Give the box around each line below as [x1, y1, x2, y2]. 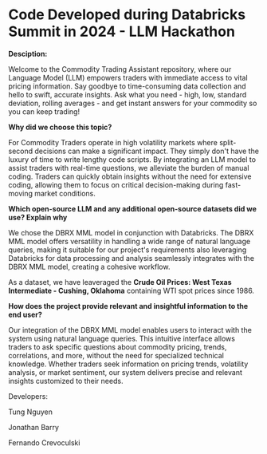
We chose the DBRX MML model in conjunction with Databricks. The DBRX [8, 227, 254, 237]
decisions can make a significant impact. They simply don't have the [34, 146, 259, 156]
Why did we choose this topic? [8, 122, 112, 132]
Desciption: [8, 49, 48, 58]
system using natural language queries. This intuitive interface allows [8, 334, 235, 343]
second [8, 146, 33, 156]
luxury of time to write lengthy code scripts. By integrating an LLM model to [8, 154, 257, 164]
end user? [8, 310, 42, 319]
